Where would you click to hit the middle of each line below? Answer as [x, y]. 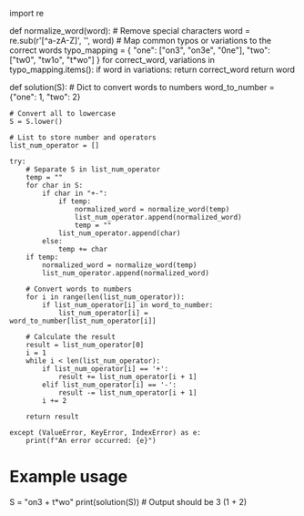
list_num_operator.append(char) [119, 233]
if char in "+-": [75, 193]
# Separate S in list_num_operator [93, 170]
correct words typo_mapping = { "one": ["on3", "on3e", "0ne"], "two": [140, 50]
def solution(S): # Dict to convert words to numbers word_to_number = [142, 87]
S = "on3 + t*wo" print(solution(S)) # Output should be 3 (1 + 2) [128, 501]
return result [52, 417]
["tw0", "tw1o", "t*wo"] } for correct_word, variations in [112, 60]
